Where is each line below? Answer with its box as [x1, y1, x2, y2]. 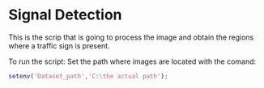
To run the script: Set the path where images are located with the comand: [8, 57, 257, 66]
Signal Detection [8, 6, 122, 24]
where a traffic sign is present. [8, 40, 111, 50]
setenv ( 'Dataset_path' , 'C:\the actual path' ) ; [8, 72, 168, 80]
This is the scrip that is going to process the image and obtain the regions [8, 32, 254, 42]
